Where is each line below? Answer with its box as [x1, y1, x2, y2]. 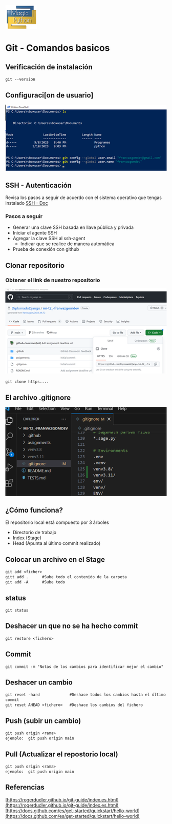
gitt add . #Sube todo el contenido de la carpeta [5, 575, 127, 580]
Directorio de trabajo [12, 529, 57, 536]
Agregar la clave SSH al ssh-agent [12, 236, 85, 242]
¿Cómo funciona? [5, 505, 63, 515]
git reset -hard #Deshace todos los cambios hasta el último [5, 692, 166, 697]
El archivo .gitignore [5, 393, 71, 402]
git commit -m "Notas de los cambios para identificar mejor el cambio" [5, 664, 164, 669]
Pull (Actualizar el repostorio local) [5, 750, 119, 758]
